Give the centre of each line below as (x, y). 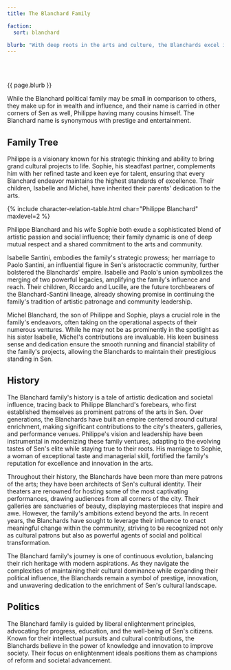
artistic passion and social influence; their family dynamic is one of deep (110, 237)
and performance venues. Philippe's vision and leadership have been (105, 434)
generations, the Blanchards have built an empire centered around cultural (112, 419)
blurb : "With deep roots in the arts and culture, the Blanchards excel (113, 45)
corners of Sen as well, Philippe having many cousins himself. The (101, 113)
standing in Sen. (30, 359)
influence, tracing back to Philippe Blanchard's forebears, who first (102, 404)
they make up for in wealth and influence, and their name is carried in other (114, 106)
